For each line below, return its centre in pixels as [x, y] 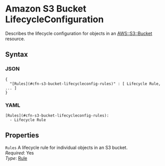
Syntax [17, 55]
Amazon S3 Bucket [46, 9]
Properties [22, 136]
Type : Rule [16, 158]
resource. [15, 39]
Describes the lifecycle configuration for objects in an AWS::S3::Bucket [79, 33]
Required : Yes [20, 153]
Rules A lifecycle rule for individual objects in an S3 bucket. [66, 147]
